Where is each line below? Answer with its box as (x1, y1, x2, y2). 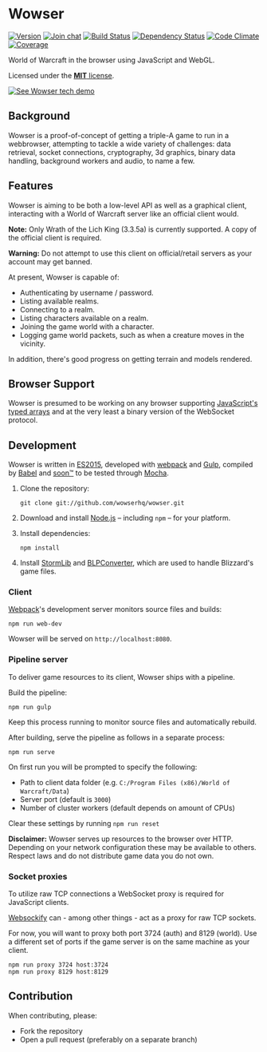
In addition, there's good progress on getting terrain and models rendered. (8, 354, 253, 363)
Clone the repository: (19, 484, 90, 494)
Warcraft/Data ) (19, 786, 69, 796)
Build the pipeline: (8, 688, 68, 697)
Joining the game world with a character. (19, 321, 155, 331)
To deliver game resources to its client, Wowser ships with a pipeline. (8, 672, 235, 681)
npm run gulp (8, 703, 52, 711)
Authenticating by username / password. (19, 288, 154, 297)
